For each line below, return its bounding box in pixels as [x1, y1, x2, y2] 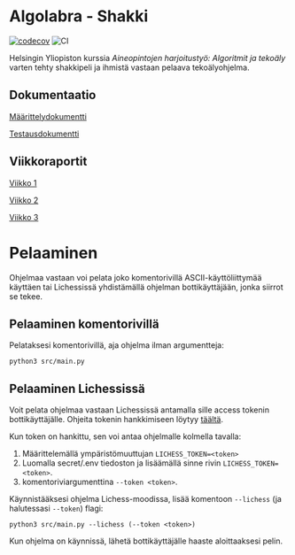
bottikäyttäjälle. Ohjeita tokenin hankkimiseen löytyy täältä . [9, 414, 224, 425]
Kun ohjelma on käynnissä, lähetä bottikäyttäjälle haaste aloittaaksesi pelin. [9, 536, 283, 546]
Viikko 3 [9, 212, 39, 222]
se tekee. [9, 290, 43, 302]
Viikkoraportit [9, 154, 88, 169]
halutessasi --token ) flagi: [9, 503, 104, 514]
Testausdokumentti [9, 128, 80, 139]
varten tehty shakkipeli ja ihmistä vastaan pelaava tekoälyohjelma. [9, 62, 250, 73]
